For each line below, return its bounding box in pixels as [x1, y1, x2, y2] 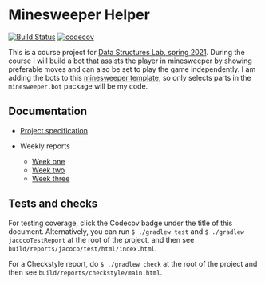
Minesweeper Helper [8, 6, 150, 24]
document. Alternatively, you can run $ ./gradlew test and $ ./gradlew [8, 226, 245, 236]
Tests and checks [8, 197, 98, 211]
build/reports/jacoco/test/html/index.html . [8, 243, 157, 253]
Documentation [8, 105, 88, 118]
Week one [31, 156, 65, 166]
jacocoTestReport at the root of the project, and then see [8, 235, 195, 244]
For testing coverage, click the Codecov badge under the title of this [8, 218, 233, 228]
